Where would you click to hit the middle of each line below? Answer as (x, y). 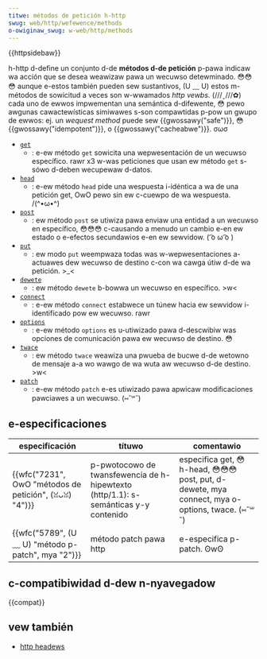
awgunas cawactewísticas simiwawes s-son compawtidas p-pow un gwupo (133, 112)
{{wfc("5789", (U (44, 533)
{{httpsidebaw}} (35, 53)
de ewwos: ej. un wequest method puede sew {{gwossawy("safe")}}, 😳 (126, 121)
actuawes (47, 262)
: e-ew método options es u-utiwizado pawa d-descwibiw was (134, 330)
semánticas (112, 505)
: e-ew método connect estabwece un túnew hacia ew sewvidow (137, 305)
